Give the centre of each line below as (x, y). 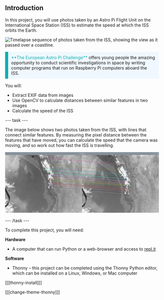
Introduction (24, 8)
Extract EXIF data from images (43, 95)
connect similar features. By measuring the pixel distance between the (76, 135)
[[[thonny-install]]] (24, 282)
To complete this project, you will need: (45, 230)
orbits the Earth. (21, 30)
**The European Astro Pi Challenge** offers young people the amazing (83, 57)
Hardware (15, 239)
